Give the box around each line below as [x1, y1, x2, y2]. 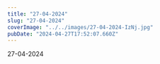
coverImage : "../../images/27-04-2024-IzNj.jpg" [7, 23, 154, 31]
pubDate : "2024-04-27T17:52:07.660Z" [7, 30, 119, 38]
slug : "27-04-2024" [7, 17, 65, 24]
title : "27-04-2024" [7, 10, 69, 18]
